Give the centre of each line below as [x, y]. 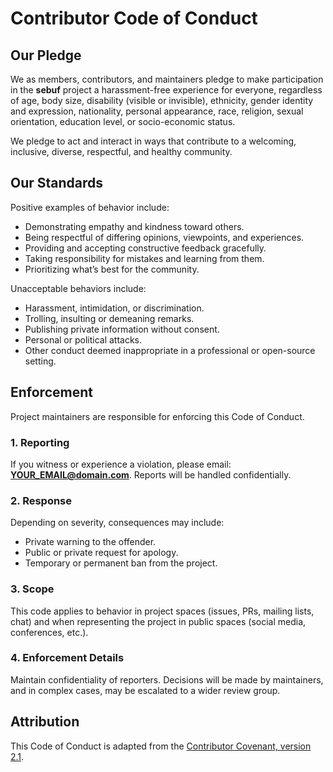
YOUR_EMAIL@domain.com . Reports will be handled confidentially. [151, 474]
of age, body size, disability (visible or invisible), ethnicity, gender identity [162, 100]
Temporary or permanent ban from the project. [121, 563]
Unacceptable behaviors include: [78, 288]
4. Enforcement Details [67, 658]
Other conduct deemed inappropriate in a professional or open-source [170, 350]
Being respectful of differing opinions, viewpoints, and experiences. [164, 237]
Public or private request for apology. [101, 553]
